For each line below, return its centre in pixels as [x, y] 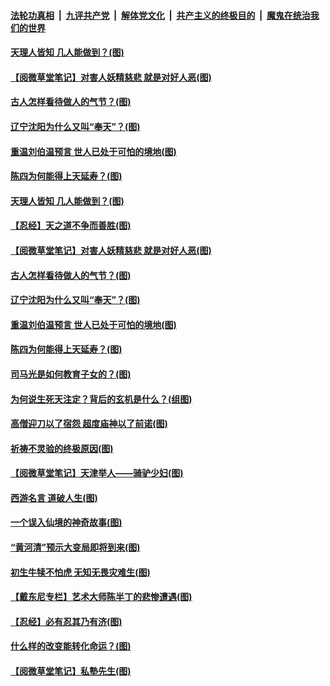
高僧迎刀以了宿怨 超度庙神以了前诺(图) [89, 424]
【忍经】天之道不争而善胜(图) [71, 226]
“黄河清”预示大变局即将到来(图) [75, 547]
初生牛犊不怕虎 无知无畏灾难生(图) [80, 572]
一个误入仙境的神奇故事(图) [66, 522]
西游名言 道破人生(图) [54, 497]
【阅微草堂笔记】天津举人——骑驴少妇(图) [97, 473]
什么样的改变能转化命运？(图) [71, 646]
